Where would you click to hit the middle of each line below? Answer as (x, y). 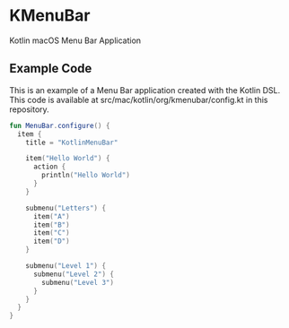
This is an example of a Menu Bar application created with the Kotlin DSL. (145, 90)
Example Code (51, 69)
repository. (29, 109)
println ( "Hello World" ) (86, 176)
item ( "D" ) (51, 242)
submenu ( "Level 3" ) (78, 282)
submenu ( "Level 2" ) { (74, 274)
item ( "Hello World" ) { (68, 159)
